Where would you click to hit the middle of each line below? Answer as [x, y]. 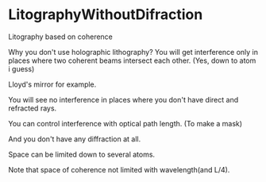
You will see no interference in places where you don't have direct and [123, 99]
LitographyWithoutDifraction [106, 15]
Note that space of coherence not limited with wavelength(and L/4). [119, 169]
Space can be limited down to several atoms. [82, 154]
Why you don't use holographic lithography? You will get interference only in [133, 52]
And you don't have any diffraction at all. [75, 139]
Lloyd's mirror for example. [52, 84]
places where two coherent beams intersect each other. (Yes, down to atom [132, 60]
